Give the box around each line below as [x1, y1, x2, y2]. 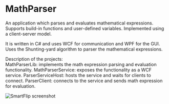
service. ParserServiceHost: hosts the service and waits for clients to [5, 72, 151, 78]
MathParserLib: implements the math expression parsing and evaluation [5, 61, 157, 67]
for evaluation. [5, 83, 36, 89]
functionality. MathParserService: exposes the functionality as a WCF [5, 67, 152, 73]
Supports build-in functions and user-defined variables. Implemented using [5, 25, 164, 31]
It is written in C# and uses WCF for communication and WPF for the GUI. [5, 40, 160, 46]
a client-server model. [5, 31, 52, 37]
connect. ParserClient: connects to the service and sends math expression [5, 77, 163, 84]
